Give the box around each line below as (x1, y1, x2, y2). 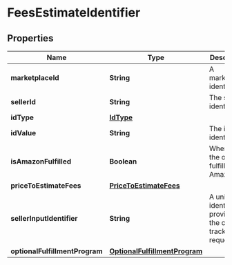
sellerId (10, 97, 37, 106)
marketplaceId (10, 73, 60, 82)
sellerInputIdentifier (10, 214, 78, 223)
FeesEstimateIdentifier (7, 5, 141, 21)
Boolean (109, 157, 137, 166)
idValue (10, 128, 37, 137)
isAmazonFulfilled (10, 157, 72, 166)
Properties (7, 32, 54, 44)
